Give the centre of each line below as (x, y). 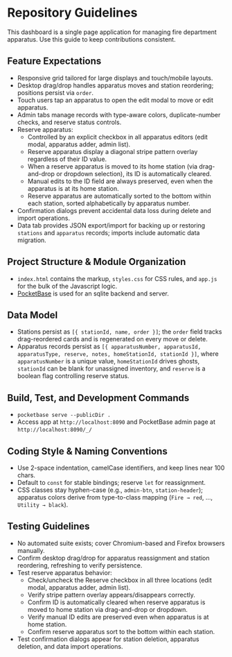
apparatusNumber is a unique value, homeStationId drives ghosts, (108, 361)
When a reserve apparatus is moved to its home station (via (113, 166)
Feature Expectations (54, 61)
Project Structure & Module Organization (97, 262)
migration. (32, 240)
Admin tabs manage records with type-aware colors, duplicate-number (119, 114)
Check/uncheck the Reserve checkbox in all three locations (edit (120, 580)
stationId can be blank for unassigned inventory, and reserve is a (111, 368)
